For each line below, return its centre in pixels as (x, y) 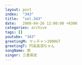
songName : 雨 (18, 50)
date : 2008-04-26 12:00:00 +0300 (41, 23)
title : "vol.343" (24, 19)
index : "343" (20, 14)
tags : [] (14, 32)
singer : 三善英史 (21, 55)
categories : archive (26, 28)
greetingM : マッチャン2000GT (33, 42)
